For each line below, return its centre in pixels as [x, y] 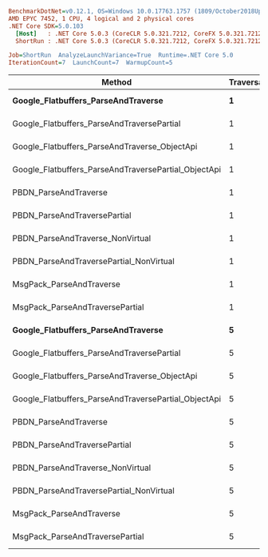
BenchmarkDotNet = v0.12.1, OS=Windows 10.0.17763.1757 [100, 11]
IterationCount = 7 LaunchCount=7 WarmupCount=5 [91, 63]
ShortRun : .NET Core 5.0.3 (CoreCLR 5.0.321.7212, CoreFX [116, 41]
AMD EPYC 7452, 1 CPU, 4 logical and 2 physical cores [101, 18]
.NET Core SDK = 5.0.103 [46, 26]
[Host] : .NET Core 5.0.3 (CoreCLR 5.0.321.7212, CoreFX [116, 34]
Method [117, 82]
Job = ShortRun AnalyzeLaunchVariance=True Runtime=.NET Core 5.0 [121, 55]
